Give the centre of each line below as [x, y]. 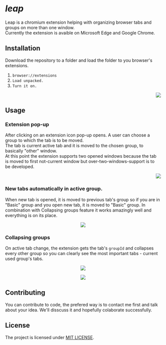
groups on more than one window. [40, 27]
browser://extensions [34, 75]
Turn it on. [24, 86]
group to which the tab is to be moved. [44, 140]
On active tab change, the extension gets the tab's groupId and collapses [80, 248]
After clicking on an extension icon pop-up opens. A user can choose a [78, 135]
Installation [23, 48]
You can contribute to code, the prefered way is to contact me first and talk [82, 304]
